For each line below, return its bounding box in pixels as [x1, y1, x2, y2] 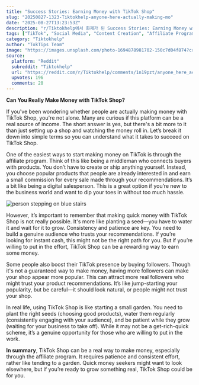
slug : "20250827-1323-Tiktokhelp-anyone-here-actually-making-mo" [6, 14, 174, 20]
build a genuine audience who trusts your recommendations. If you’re [6, 230, 176, 238]
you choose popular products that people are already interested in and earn [6, 170, 191, 177]
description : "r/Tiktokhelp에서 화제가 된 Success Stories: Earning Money [6, 25, 188, 31]
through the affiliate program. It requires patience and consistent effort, [6, 353, 180, 360]
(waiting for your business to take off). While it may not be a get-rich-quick [6, 323, 189, 329]
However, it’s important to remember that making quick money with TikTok [6, 211, 188, 219]
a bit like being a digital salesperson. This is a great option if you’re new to [6, 182, 187, 190]
